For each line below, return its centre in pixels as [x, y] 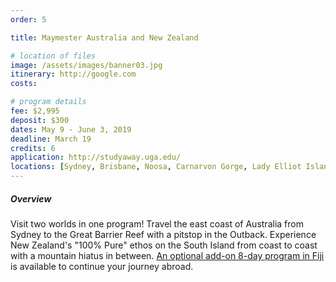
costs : [24, 84]
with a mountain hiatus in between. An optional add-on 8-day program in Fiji [167, 255]
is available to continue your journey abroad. [102, 266]
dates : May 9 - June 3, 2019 [71, 129]
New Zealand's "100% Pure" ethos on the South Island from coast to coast [164, 245]
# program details [48, 102]
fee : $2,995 [35, 111]
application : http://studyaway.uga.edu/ [96, 157]
